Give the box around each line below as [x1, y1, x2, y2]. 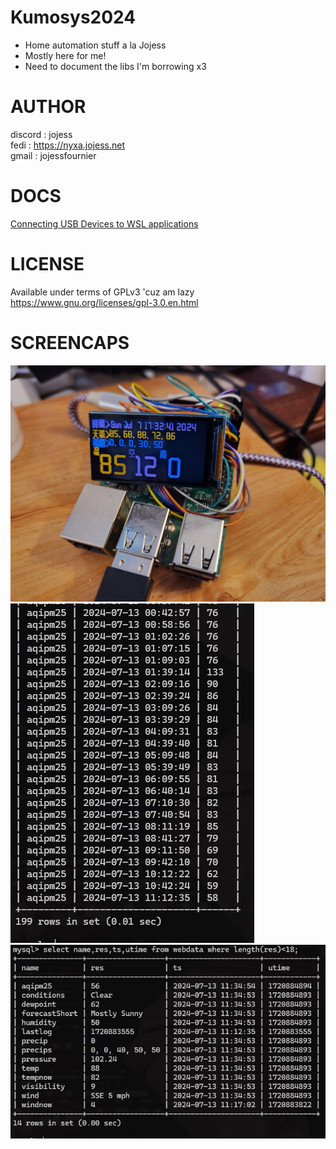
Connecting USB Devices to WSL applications [10, 217, 199, 230]
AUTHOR [10, 96, 87, 118]
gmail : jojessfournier [10, 149, 97, 161]
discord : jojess [10, 128, 73, 140]
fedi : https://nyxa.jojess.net [10, 139, 125, 151]
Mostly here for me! [24, 49, 107, 61]
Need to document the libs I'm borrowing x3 [24, 60, 207, 72]
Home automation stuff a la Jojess [24, 39, 167, 51]
